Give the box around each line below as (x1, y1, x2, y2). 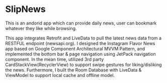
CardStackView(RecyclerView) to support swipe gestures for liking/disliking (5, 61, 162, 67)
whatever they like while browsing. (5, 25, 77, 31)
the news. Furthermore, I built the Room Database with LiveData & (5, 66, 142, 73)
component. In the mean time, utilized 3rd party (5, 56, 104, 62)
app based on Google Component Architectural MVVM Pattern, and (5, 45, 145, 51)
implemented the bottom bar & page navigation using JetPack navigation (5, 51, 156, 57)
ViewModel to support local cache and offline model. (5, 72, 115, 78)
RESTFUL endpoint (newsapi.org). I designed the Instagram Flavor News (5, 40, 155, 46)
